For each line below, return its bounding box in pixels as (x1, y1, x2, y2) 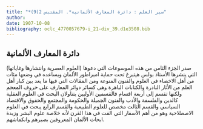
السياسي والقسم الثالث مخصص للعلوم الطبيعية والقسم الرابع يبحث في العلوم (6, 103, 181, 110)
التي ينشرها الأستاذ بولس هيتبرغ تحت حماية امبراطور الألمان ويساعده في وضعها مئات (6, 71, 198, 78)
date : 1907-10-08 (6, 20, 50, 26)
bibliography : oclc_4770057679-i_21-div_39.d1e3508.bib (6, 25, 150, 32)
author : (6, 15, 26, 21)
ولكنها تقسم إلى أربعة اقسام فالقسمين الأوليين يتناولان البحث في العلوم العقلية (6, 90, 182, 98)
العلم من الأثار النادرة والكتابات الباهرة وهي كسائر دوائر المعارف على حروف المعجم (6, 84, 193, 91)
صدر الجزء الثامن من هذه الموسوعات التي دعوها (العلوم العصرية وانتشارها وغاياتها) (6, 64, 192, 71)
